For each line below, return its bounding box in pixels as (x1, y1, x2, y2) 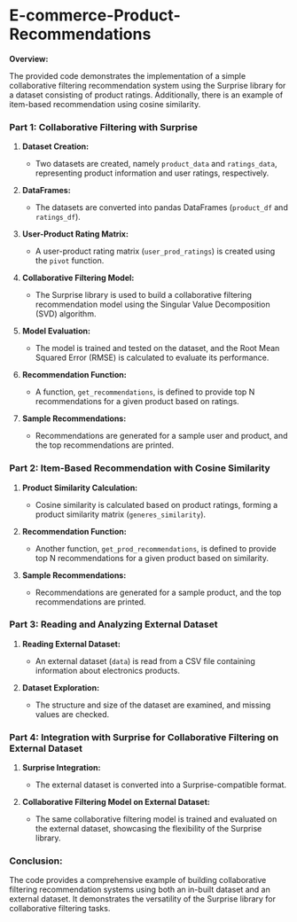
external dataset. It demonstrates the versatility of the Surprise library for (9, 894, 277, 904)
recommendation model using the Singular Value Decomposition (35, 299, 270, 310)
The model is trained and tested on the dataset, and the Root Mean (35, 343, 280, 354)
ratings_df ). (35, 212, 82, 223)
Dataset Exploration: (21, 682, 100, 692)
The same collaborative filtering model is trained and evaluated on (35, 814, 277, 824)
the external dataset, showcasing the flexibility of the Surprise (35, 824, 262, 834)
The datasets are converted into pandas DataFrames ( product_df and (35, 202, 288, 213)
